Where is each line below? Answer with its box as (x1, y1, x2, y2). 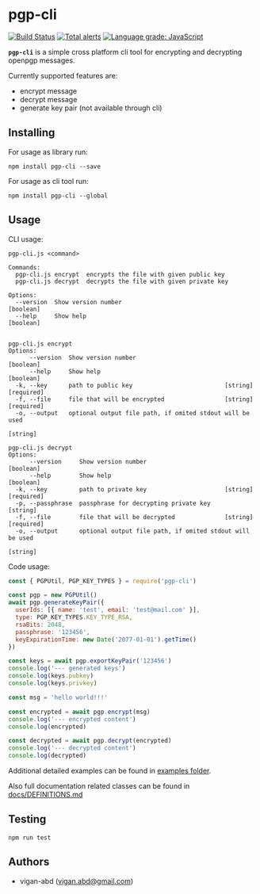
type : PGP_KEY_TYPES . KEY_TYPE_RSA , (15, 613, 133, 621)
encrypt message (19, 86, 78, 96)
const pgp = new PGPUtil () (8, 591, 97, 599)
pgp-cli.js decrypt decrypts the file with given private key (15, 277, 228, 285)
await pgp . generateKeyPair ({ (8, 598, 105, 607)
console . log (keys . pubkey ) (8, 672, 94, 680)
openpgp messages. (8, 55, 75, 65)
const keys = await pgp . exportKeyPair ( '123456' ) (8, 657, 172, 665)
